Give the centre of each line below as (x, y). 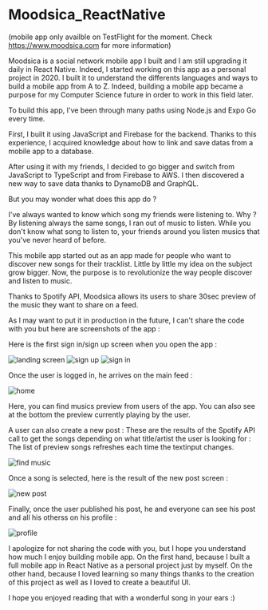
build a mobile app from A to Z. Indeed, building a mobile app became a (126, 86)
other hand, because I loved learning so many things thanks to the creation (131, 573)
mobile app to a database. (51, 151)
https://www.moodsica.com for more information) (90, 45)
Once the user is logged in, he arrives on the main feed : (100, 375)
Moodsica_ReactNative (87, 15)
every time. (27, 118)
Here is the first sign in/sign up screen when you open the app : (113, 344)
